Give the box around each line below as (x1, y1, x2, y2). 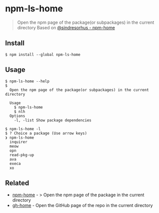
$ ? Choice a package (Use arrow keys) (5, 131, 87, 136)
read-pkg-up (9, 152, 35, 158)
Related (5, 179, 30, 187)
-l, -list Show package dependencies (14, 117, 92, 123)
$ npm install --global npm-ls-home (5, 52, 80, 57)
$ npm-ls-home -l (5, 126, 41, 131)
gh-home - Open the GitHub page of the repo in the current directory (12, 203, 153, 209)
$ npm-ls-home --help (5, 79, 50, 84)
